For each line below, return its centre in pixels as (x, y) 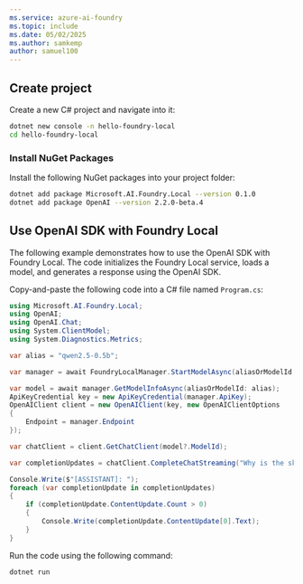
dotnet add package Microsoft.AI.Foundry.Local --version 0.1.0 (133, 194)
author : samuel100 (44, 52)
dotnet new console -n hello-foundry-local (92, 126)
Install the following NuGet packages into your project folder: (123, 177)
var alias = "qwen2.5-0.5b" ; (64, 355)
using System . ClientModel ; (60, 331)
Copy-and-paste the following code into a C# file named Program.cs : (137, 289)
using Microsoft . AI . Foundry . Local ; (76, 306)
